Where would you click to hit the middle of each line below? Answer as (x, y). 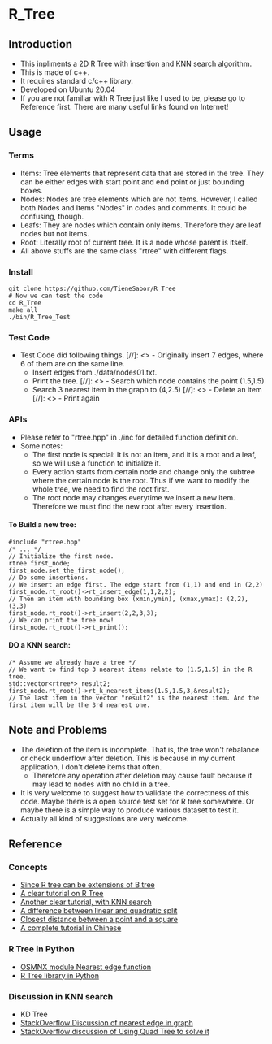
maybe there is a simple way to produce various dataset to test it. (130, 810)
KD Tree (34, 1014)
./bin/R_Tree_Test (39, 317)
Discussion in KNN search (61, 996)
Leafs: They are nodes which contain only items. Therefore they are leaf (140, 225)
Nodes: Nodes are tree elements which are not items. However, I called (139, 199)
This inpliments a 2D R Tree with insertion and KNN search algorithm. (136, 63)
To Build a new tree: (43, 525)
